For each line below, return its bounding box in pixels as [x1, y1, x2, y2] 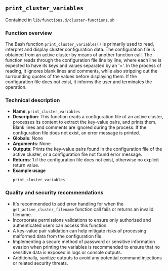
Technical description [5, 97, 60, 104]
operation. [5, 84, 27, 90]
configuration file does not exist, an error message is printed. [12, 130, 140, 136]
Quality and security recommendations [5, 189, 104, 196]
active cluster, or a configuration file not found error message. [12, 151, 143, 157]
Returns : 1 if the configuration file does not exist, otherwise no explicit [12, 157, 159, 163]
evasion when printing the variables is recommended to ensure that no [12, 244, 160, 250]
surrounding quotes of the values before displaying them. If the [5, 74, 137, 80]
